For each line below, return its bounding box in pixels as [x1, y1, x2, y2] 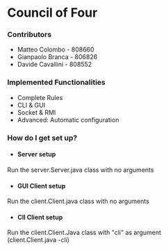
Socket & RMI [17, 108, 56, 116]
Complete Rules [17, 93, 63, 102]
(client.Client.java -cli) [7, 236, 70, 244]
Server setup [17, 150, 56, 159]
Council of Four [7, 5, 98, 21]
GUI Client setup [17, 181, 66, 190]
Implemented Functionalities [7, 78, 106, 88]
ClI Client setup [17, 213, 63, 221]
